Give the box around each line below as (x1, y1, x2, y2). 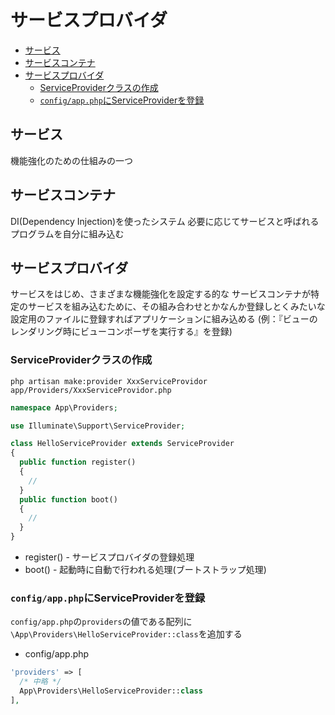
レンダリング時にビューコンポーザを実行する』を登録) (10, 326, 233, 338)
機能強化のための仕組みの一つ (10, 154, 133, 166)
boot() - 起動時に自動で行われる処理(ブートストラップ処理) (24, 564, 267, 576)
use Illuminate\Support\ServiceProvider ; (10, 421, 186, 431)
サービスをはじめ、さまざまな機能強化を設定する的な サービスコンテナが (10, 288, 311, 300)
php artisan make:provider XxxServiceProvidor (10, 376, 208, 386)
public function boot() (19, 494, 118, 505)
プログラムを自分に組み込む (10, 227, 125, 240)
